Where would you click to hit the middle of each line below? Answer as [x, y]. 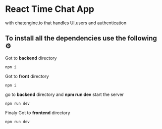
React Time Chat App [50, 9]
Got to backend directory [31, 58]
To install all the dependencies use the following [81, 38]
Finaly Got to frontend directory [38, 113]
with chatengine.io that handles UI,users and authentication [66, 23]
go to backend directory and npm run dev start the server [64, 94]
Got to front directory [27, 76]
